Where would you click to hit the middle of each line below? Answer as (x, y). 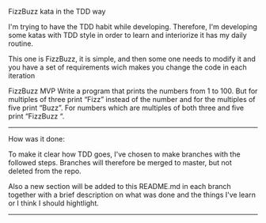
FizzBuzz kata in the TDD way (57, 11)
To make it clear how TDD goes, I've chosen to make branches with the (124, 154)
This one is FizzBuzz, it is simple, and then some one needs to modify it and (132, 59)
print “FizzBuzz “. (36, 116)
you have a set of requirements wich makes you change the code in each (127, 67)
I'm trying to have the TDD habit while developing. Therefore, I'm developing (133, 26)
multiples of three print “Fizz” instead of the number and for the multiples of (132, 99)
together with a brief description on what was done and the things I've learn (132, 195)
